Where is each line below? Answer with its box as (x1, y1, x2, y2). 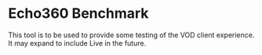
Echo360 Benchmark (8, 5, 149, 22)
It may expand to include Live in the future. (8, 38, 147, 47)
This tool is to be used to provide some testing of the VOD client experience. (8, 30, 255, 40)
